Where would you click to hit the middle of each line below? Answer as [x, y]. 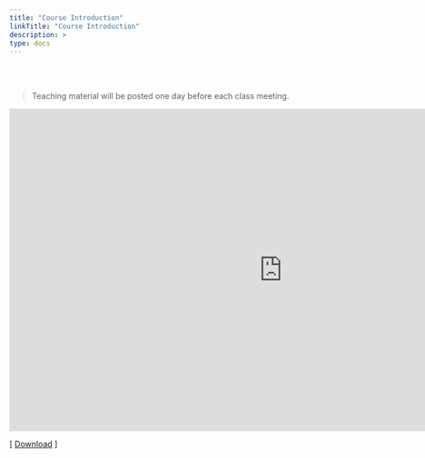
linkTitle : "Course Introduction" [75, 26]
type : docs [30, 43]
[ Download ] [34, 444]
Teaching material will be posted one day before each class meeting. [160, 96]
